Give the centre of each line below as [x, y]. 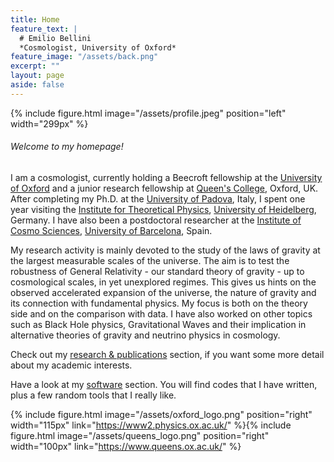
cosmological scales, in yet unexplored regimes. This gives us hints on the [163, 282]
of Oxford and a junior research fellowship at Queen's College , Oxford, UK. [164, 188]
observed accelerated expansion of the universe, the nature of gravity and [163, 292]
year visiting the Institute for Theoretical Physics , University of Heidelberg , [163, 209]
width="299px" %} [49, 123]
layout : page [37, 76]
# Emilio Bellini [55, 38]
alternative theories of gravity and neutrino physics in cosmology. [145, 335]
